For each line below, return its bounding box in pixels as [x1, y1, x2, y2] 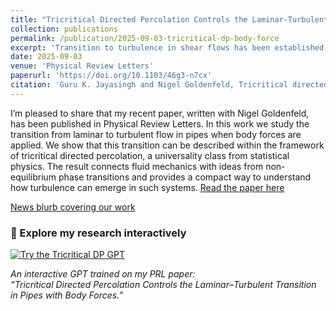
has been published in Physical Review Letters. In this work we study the [10, 117, 310, 130]
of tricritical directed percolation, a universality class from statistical [10, 149, 290, 161]
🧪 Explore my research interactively [10, 226, 187, 240]
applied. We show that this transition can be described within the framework [10, 139, 325, 151]
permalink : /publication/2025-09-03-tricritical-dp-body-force [10, 33, 280, 43]
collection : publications [10, 24, 118, 34]
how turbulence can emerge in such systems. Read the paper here [10, 181, 285, 193]
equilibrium [10, 171, 57, 183]
